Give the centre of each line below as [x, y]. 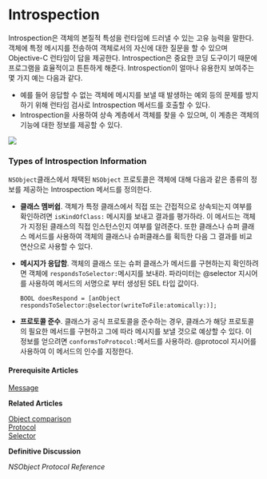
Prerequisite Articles [43, 370]
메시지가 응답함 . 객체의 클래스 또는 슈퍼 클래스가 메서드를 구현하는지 [126, 263]
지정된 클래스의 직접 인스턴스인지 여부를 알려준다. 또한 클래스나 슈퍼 [134, 226]
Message [24, 388]
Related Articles [36, 403]
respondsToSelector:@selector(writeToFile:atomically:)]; [118, 305]
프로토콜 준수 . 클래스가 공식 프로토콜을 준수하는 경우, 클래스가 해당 [123, 321]
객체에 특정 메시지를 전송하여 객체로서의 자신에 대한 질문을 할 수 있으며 [118, 48]
